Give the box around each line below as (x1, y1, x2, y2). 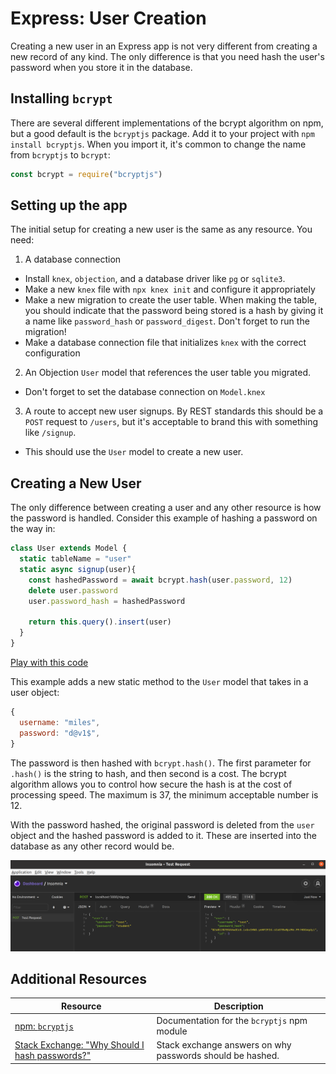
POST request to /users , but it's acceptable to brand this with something (24, 416, 319, 428)
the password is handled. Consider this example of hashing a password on (10, 512, 318, 524)
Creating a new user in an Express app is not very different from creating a (10, 40, 318, 52)
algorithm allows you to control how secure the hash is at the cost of (10, 778, 293, 790)
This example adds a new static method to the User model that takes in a (10, 676, 309, 687)
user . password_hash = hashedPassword (28, 596, 186, 606)
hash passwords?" (14, 1050, 92, 1062)
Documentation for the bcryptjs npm (156, 1015, 308, 1027)
